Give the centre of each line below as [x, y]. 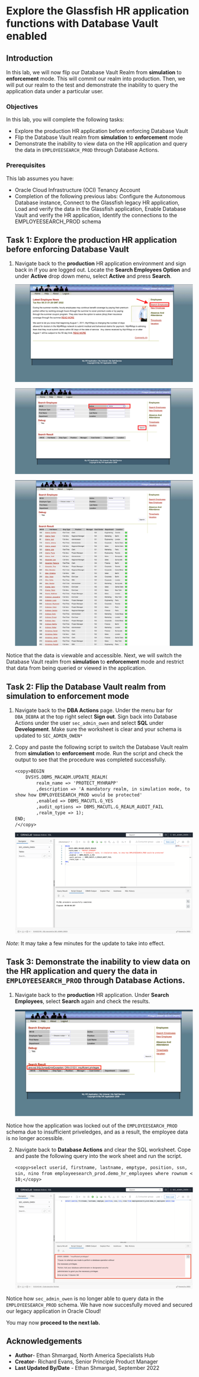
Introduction [30, 58]
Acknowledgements [44, 1341]
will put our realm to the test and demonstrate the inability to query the [92, 85]
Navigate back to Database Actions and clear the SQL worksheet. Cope [103, 1150]
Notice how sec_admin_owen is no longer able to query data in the [85, 1298]
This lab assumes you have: [40, 178]
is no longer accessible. [35, 1138]
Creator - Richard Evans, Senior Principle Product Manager [86, 1362]
